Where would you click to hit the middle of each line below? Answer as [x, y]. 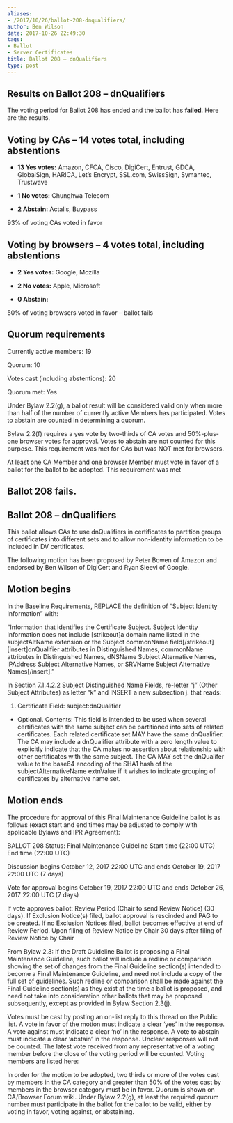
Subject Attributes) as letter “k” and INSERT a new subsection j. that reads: [114, 692]
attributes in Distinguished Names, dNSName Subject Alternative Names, [112, 656]
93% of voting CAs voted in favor [55, 223]
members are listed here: [43, 1061]
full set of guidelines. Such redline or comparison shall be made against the [115, 981]
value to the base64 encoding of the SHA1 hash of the [95, 764]
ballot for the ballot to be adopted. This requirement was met [94, 469]
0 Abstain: [33, 300]
